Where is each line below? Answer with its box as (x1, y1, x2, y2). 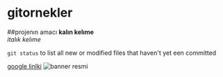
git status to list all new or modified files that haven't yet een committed (7, 49, 217, 57)
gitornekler (7, 5, 73, 21)
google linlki (7, 62, 42, 70)
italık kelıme (7, 35, 42, 43)
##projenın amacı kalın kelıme (7, 28, 94, 36)
